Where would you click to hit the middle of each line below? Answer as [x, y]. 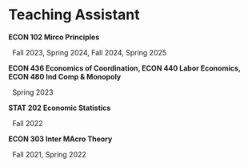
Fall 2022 [27, 123]
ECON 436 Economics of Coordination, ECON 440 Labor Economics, [125, 68]
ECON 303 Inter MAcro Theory [60, 139]
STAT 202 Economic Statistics [60, 108]
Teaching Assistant [74, 15]
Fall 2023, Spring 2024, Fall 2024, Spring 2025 [89, 52]
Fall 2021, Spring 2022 [49, 154]
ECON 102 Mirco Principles [54, 37]
